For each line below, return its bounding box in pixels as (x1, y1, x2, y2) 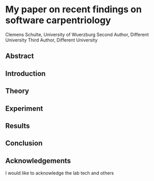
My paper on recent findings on (5, 4, 142, 15)
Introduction (5, 69, 46, 78)
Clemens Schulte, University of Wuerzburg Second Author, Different (5, 31, 149, 37)
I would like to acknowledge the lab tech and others (5, 170, 114, 176)
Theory (5, 87, 30, 95)
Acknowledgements (5, 156, 71, 165)
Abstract (5, 52, 34, 61)
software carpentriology (5, 14, 111, 26)
